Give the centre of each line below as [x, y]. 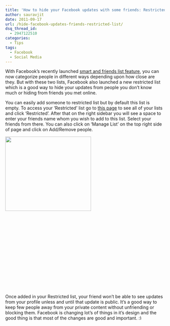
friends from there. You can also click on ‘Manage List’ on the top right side [83, 124]
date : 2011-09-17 [24, 19]
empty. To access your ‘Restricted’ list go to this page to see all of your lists [84, 108]
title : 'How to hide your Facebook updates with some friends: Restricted [86, 10]
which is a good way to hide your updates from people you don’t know [79, 88]
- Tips [17, 43]
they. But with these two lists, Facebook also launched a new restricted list [83, 82]
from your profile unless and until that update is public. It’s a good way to [81, 302]
